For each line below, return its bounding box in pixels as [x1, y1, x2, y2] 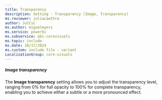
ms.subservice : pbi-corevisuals [5, 34, 70, 39]
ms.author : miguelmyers [5, 25, 53, 30]
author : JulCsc [5, 20, 36, 26]
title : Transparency [5, 7, 47, 12]
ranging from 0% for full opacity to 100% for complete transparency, [5, 84, 142, 90]
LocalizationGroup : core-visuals [5, 52, 73, 57]
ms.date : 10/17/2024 [5, 43, 47, 48]
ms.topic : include [5, 39, 42, 43]
